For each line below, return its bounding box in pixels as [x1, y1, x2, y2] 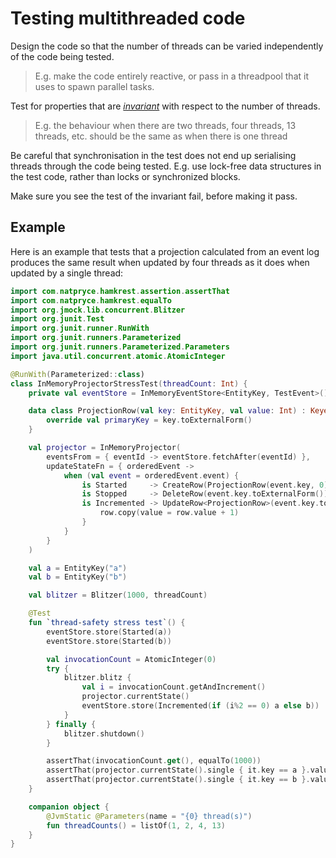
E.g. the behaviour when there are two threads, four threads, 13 [34, 119, 297, 131]
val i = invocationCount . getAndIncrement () [81, 682, 267, 692]
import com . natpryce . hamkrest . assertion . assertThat [10, 286, 230, 296]
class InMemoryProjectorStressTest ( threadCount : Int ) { [10, 378, 248, 389]
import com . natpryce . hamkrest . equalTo [10, 295, 172, 306]
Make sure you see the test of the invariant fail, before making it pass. [10, 190, 298, 202]
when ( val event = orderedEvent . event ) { [63, 470, 240, 481]
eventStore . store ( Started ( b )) [46, 636, 172, 646]
